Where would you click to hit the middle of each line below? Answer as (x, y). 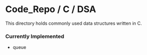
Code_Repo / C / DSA (51, 9)
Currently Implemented (35, 36)
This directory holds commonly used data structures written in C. (73, 23)
